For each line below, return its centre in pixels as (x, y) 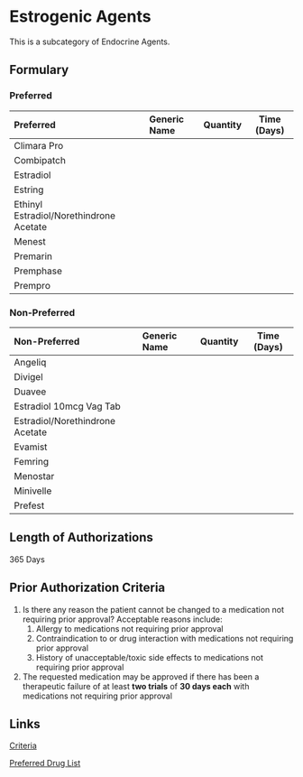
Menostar (34, 476)
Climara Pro (39, 145)
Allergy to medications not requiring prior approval (129, 628)
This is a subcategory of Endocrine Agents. (90, 42)
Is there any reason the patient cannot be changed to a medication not (153, 609)
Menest (30, 241)
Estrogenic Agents (80, 17)
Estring (29, 190)
